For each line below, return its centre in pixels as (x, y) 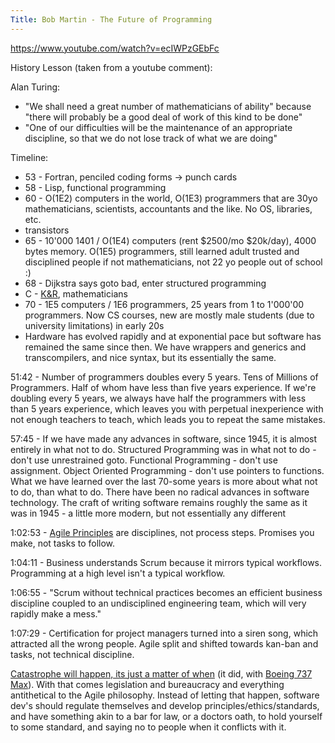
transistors (47, 230)
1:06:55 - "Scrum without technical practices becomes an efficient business (166, 592)
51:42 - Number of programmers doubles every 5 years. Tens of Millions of (164, 377)
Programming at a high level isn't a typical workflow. (118, 573)
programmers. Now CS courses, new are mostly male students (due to (169, 315)
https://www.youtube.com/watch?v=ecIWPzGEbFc (115, 48)
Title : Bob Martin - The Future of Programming (111, 19)
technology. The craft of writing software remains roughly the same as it (159, 502)
